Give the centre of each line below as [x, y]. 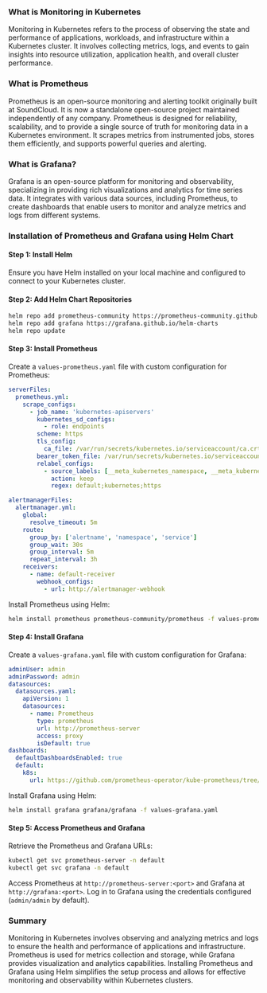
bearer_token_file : [69, 456]
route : [33, 530]
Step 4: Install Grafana [46, 637]
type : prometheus [65, 721]
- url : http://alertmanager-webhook [104, 589]
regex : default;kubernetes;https [106, 486]
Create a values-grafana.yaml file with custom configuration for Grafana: [127, 655]
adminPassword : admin [44, 676]
